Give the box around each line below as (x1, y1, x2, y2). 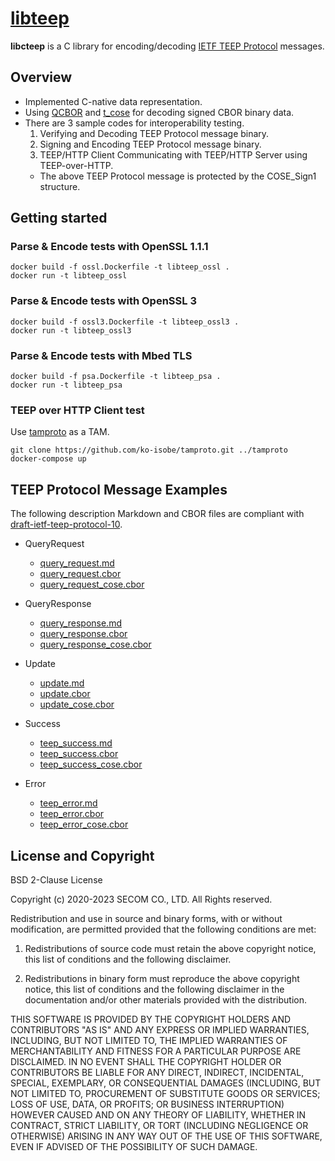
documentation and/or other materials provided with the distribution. (24, 993, 307, 1006)
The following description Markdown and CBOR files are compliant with (10, 508, 305, 520)
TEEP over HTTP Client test (10, 403, 145, 417)
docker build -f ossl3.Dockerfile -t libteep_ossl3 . (10, 317, 240, 327)
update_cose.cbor (39, 698, 115, 711)
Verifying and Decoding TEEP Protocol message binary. (39, 127, 270, 139)
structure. (39, 180, 81, 192)
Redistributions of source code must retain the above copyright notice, (24, 942, 317, 954)
